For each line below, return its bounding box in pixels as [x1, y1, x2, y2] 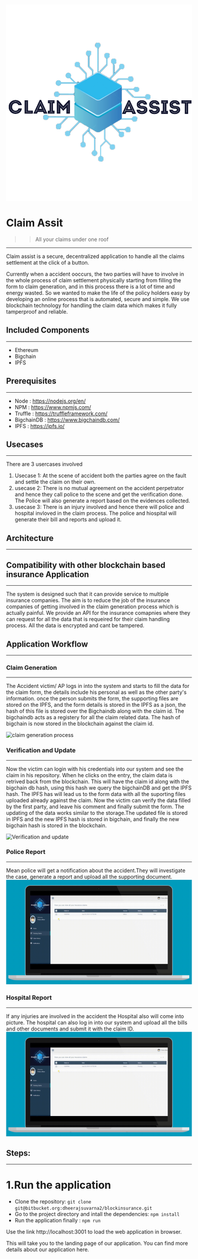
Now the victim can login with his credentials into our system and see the [6, 765, 184, 772]
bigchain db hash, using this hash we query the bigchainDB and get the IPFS [6, 784, 192, 791]
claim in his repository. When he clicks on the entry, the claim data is [6, 771, 173, 778]
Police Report [6, 848, 46, 856]
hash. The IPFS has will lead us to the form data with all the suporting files [6, 790, 186, 797]
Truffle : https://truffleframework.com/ [14, 410, 108, 417]
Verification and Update [6, 746, 76, 755]
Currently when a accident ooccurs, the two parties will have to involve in [6, 270, 184, 278]
